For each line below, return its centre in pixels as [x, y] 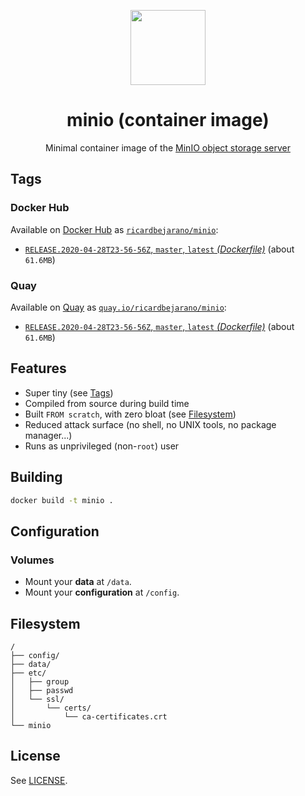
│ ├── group [40, 681]
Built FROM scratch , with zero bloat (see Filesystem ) [130, 414]
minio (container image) [168, 120]
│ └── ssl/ [37, 699]
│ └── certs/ [51, 708]
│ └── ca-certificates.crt [89, 716]
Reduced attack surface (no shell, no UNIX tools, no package [150, 424]
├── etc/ [28, 673]
